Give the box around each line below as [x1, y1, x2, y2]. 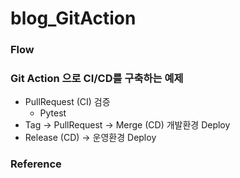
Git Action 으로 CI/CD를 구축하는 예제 [10, 72, 184, 86]
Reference [10, 157, 62, 171]
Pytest [39, 107, 67, 119]
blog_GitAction [10, 7, 137, 30]
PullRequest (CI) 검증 [24, 96, 111, 108]
